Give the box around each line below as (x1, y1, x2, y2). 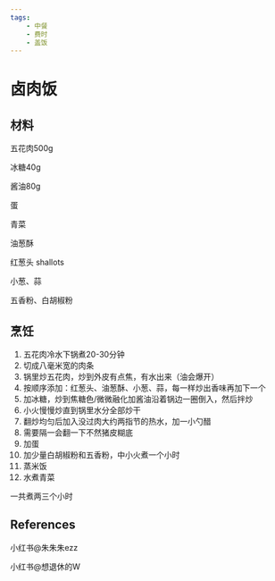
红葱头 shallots (10, 257, 65, 268)
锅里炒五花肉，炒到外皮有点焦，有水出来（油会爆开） (22, 372, 220, 383)
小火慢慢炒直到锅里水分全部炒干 (22, 405, 141, 416)
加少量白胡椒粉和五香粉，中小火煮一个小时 (22, 450, 180, 460)
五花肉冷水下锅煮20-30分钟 (22, 349, 125, 360)
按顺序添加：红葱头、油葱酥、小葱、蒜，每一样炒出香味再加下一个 (22, 383, 266, 393)
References (10, 518, 76, 533)
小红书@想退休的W (10, 560, 81, 572)
